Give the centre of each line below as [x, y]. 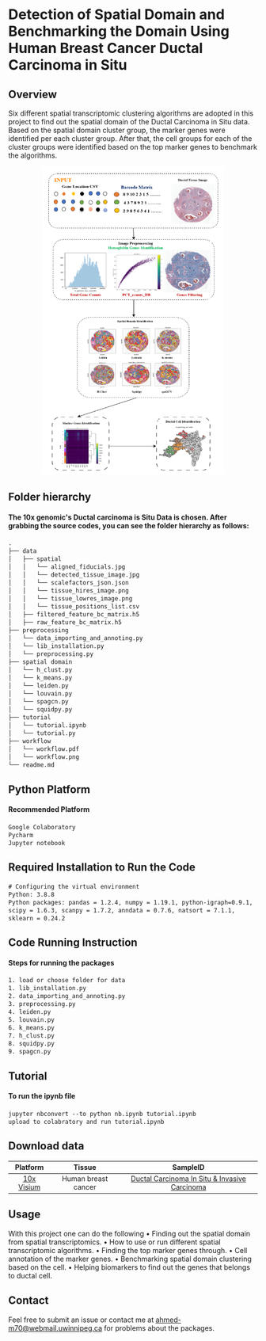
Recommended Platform [49, 810]
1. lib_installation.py [47, 989]
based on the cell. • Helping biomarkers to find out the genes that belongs [129, 1267]
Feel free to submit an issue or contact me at [81, 1320]
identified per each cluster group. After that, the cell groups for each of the [130, 139]
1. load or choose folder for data [67, 981]
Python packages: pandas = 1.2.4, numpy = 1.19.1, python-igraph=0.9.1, [131, 902]
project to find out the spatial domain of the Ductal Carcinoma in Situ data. [129, 122]
